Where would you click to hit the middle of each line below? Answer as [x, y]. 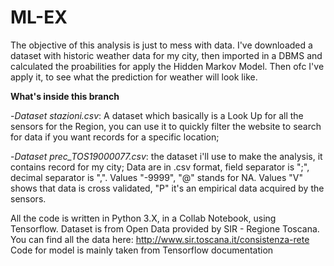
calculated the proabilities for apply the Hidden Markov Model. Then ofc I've [167, 66]
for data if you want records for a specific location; [115, 137]
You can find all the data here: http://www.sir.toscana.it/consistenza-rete [160, 239]
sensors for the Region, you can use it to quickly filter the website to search [166, 126]
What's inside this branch [65, 96]
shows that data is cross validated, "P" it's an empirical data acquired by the [167, 188]
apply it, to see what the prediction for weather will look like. [134, 77]
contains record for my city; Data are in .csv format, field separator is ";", [160, 167]
